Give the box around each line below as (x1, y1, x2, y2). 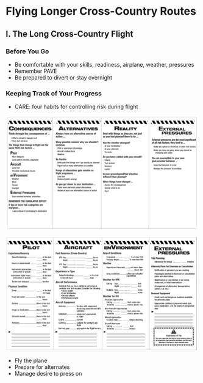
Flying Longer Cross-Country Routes (5, 4, 196, 18)
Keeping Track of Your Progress (5, 89, 102, 97)
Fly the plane (14, 357, 48, 364)
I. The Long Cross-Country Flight (5, 29, 134, 39)
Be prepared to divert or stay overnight (14, 73, 113, 81)
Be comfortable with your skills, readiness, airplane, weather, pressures (14, 61, 194, 68)
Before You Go (5, 47, 49, 56)
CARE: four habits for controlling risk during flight (14, 103, 138, 111)
